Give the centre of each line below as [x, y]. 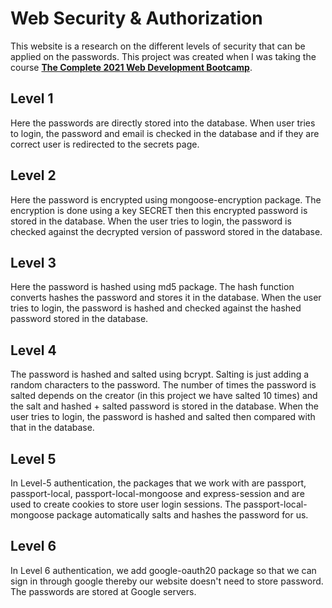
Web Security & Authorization [136, 18]
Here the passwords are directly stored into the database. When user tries [163, 123]
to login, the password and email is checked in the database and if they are [165, 133]
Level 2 [33, 175]
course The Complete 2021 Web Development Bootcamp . [131, 67]
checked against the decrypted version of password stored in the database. [166, 231]
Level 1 [32, 98]
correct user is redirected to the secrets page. [105, 144]
